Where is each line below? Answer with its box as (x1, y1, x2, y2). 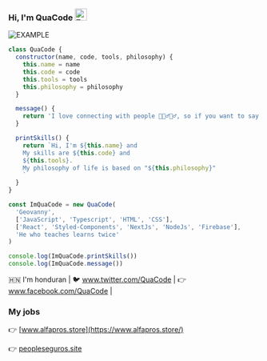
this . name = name (22, 61, 81, 69)
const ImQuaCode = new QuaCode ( (8, 201, 116, 209)
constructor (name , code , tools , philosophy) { (15, 53, 173, 62)
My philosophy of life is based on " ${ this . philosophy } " (22, 164, 217, 172)
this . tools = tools (22, 75, 88, 83)
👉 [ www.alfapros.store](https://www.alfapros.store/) (8, 325, 184, 335)
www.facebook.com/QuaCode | (8, 287, 113, 296)
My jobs (8, 306, 41, 317)
